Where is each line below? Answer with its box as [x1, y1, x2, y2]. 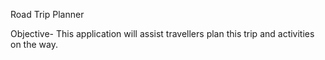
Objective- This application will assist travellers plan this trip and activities [10, 28, 315, 39]
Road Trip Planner [10, 9, 85, 20]
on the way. [10, 39, 58, 50]
